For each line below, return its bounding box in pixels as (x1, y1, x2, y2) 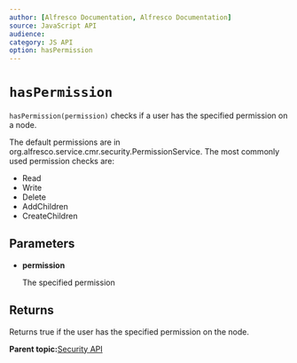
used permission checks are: (9, 156, 115, 167)
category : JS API (9, 37, 74, 47)
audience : (9, 29, 46, 38)
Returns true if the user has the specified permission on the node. (9, 326, 250, 337)
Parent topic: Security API (9, 343, 104, 354)
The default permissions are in (9, 137, 121, 147)
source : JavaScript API (9, 21, 98, 30)
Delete (21, 192, 47, 202)
